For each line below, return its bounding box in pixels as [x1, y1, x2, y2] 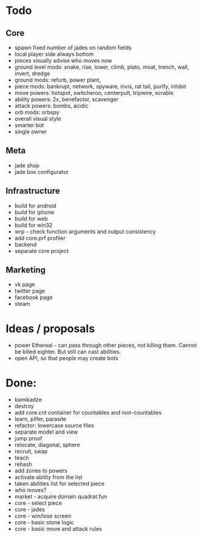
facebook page [14, 294, 53, 301]
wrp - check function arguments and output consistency [14, 227, 156, 235]
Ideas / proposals [5, 322, 95, 335]
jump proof [14, 435, 43, 442]
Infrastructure [5, 186, 60, 196]
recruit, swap [14, 448, 48, 455]
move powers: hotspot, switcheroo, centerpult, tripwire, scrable [14, 89, 174, 96]
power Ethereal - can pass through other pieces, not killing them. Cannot [14, 342, 197, 349]
